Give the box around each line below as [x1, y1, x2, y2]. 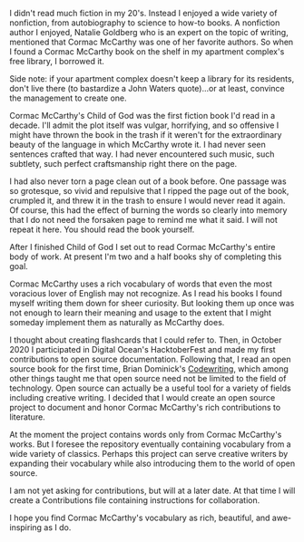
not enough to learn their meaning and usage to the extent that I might [9, 307, 272, 318]
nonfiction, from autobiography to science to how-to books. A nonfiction [9, 17, 280, 28]
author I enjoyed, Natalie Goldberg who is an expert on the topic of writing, [9, 27, 289, 37]
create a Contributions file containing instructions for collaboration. [9, 495, 260, 506]
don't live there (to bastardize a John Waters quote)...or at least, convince [9, 83, 285, 93]
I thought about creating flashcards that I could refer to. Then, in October [9, 334, 282, 345]
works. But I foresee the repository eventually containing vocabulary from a [9, 439, 292, 450]
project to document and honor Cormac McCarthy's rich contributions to [9, 402, 281, 412]
